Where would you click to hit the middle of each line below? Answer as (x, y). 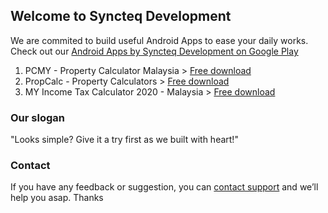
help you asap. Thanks (57, 198)
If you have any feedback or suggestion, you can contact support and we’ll (164, 187)
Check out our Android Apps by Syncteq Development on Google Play (154, 51)
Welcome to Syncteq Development (121, 16)
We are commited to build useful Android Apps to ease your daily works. (159, 40)
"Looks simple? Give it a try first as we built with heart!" (124, 140)
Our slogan (37, 117)
